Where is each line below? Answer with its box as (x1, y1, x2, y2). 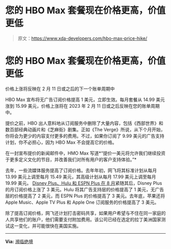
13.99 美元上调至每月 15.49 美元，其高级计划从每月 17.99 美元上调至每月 (5, 173, 156, 180)
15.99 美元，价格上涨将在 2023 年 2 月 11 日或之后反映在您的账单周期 (15, 103, 160, 109)
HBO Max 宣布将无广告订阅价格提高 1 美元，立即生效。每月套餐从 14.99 (5, 96, 155, 103)
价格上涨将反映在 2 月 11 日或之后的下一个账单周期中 (5, 85, 115, 92)
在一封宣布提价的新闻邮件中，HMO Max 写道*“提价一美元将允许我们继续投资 (5, 150, 165, 156)
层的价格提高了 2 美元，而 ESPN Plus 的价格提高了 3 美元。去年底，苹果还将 (5, 192, 165, 199)
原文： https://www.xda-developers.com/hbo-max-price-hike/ (17, 35, 148, 41)
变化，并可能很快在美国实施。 (18, 222, 81, 229)
